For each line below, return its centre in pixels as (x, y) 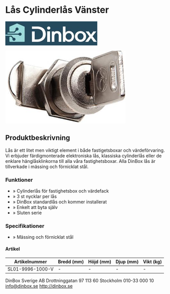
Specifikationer (25, 226)
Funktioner (19, 180)
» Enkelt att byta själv (35, 207)
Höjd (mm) (100, 262)
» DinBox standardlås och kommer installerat (60, 202)
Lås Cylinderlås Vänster (57, 10)
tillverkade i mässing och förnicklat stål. (47, 166)
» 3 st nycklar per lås (35, 197)
